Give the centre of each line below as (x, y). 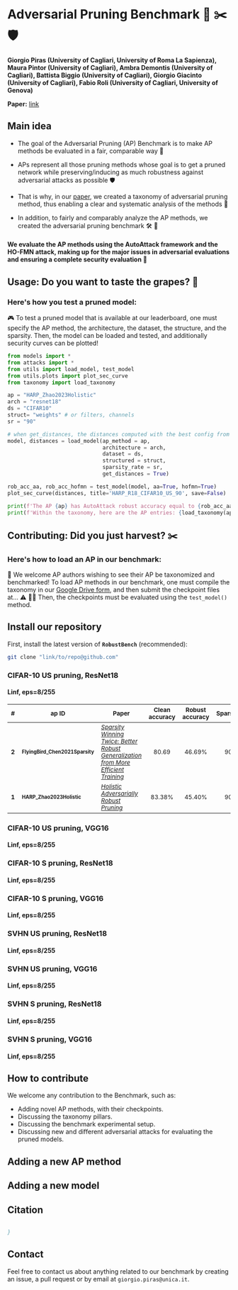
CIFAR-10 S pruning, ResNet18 (60, 864)
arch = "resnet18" (34, 402)
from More (116, 762)
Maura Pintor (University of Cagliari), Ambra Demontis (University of (110, 67)
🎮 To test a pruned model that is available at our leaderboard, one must (112, 318)
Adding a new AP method (64, 1161)
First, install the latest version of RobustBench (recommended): (97, 644)
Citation (25, 1210)
